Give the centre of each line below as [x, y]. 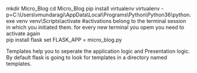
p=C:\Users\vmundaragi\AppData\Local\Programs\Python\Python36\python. [98, 15]
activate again [23, 34]
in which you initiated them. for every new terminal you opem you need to [95, 27]
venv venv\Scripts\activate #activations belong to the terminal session [101, 21]
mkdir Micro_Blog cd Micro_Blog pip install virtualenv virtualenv [83, 9]
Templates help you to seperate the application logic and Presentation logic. [98, 51]
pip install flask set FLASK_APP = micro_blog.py [64, 40]
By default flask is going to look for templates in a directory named [87, 57]
